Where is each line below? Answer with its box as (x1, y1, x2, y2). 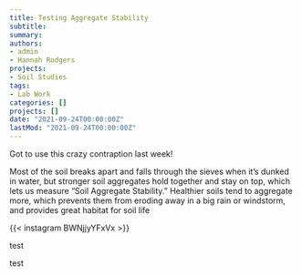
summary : (9, 30, 43, 39)
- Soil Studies (9, 73, 68, 82)
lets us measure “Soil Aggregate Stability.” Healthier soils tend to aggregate (9, 186, 294, 196)
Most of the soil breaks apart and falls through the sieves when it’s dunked (9, 166, 290, 177)
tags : (9, 81, 30, 90)
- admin (9, 47, 39, 56)
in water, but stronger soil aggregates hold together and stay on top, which (9, 176, 290, 187)
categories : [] (9, 97, 68, 107)
